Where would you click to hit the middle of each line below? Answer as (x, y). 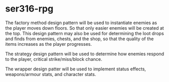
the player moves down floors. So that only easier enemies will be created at (84, 28)
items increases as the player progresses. (49, 44)
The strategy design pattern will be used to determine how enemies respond (85, 54)
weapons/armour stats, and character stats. (51, 74)
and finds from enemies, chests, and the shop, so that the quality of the (79, 39)
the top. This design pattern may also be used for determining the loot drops (84, 33)
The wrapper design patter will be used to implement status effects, (76, 69)
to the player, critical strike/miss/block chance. (54, 59)
